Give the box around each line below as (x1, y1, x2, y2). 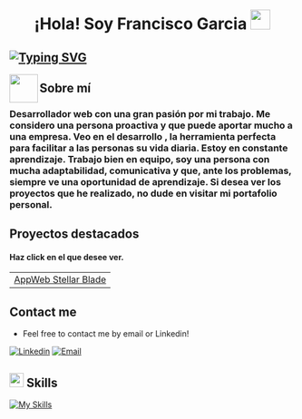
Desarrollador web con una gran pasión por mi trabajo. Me (9, 107, 270, 120)
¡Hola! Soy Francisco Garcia (34, 14, 248, 34)
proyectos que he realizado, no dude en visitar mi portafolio (9, 187, 278, 200)
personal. (9, 198, 53, 210)
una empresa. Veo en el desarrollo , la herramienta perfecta (9, 130, 277, 142)
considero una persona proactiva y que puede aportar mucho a (9, 119, 293, 132)
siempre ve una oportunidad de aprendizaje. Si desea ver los (9, 175, 281, 188)
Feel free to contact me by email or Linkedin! (22, 328, 190, 339)
